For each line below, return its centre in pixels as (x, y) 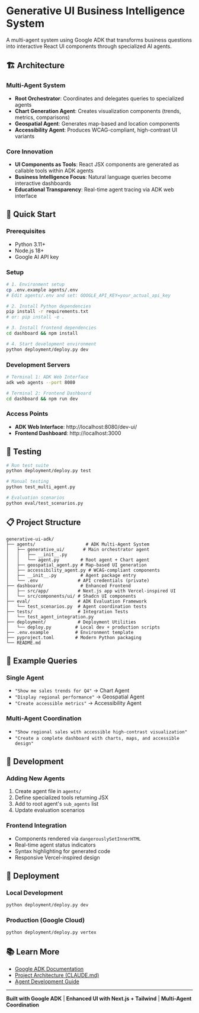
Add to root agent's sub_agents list (57, 804)
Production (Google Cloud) (45, 921)
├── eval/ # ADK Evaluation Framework (76, 601)
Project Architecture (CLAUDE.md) (57, 975)
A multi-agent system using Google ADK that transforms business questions (99, 40)
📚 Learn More (33, 952)
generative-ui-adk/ (30, 539)
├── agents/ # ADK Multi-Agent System (78, 544)
